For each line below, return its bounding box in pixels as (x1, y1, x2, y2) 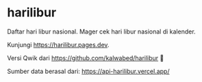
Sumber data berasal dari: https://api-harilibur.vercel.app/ (7, 67, 170, 75)
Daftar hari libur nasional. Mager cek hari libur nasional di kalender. (7, 27, 197, 36)
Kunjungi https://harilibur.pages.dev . (7, 40, 110, 49)
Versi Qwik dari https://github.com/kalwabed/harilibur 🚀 (7, 53, 164, 62)
